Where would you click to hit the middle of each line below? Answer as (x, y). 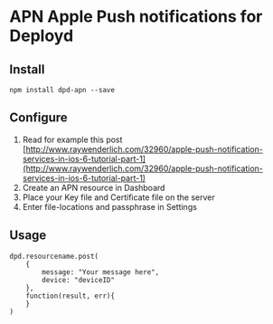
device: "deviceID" (79, 280)
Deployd (42, 36)
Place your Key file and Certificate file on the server (118, 197)
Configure (38, 118)
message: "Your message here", (101, 272)
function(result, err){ (71, 296)
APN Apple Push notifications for (136, 17)
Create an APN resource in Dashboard (94, 187)
